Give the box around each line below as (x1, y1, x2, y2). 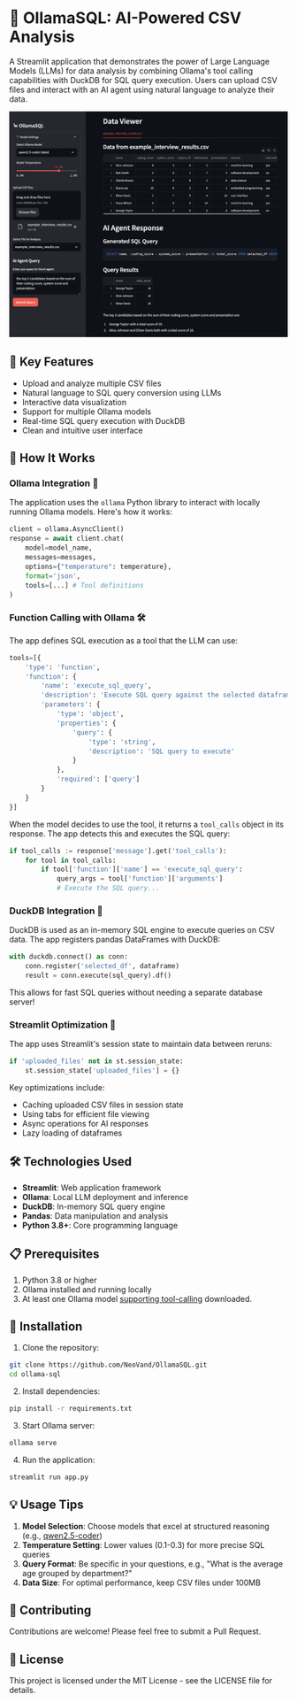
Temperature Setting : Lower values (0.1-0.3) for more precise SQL (21, 1539, 265, 1550)
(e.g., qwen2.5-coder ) (21, 1530, 103, 1541)
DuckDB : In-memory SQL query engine (21, 1201, 165, 1212)
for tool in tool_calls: (25, 856, 117, 865)
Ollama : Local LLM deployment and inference (21, 1191, 189, 1202)
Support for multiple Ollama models (21, 406, 152, 417)
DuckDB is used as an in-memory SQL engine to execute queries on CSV (9, 925, 276, 936)
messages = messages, (25, 553, 97, 562)
